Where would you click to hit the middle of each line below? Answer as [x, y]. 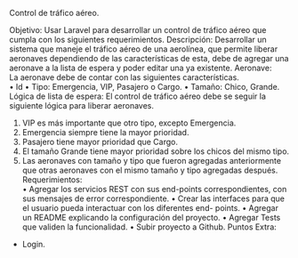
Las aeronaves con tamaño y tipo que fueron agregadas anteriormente [152, 161]
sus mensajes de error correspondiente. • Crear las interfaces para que [153, 198]
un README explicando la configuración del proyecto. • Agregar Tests [151, 218]
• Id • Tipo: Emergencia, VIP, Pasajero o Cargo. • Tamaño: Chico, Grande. [145, 87]
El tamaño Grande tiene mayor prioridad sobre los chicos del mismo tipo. [156, 151]
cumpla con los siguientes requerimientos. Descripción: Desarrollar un [138, 40]
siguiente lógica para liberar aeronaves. [81, 105]
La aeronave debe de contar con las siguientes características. [125, 77]
